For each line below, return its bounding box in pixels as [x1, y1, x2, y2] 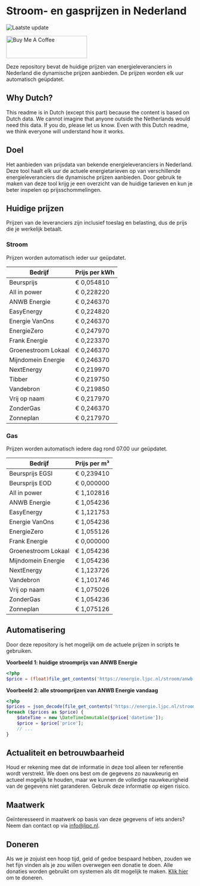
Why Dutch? [6, 93, 54, 103]
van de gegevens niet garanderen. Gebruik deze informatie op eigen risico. [6, 782, 190, 790]
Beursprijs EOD [9, 478, 52, 487]
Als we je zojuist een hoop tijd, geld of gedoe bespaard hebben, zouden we [6, 855, 192, 862]
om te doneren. [6, 874, 44, 881]
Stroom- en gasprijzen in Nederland [6, 4, 187, 18]
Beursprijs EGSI [9, 469, 53, 477]
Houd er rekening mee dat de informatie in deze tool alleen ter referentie [6, 764, 183, 771]
